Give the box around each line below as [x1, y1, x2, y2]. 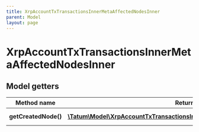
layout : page [6, 20, 38, 25]
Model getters [6, 81, 59, 91]
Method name [15, 99, 56, 107]
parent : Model [6, 14, 41, 20]
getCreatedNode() [9, 112, 62, 121]
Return [175, 99, 195, 107]
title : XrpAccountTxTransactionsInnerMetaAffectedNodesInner [6, 8, 161, 15]
